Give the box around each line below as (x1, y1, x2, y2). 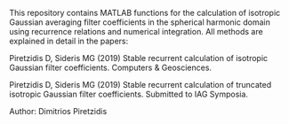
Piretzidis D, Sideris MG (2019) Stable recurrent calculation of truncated (9, 80, 272, 89)
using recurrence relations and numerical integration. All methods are (9, 27, 264, 36)
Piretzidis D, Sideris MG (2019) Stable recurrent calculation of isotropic (9, 53, 269, 63)
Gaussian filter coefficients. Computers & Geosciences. (9, 62, 212, 73)
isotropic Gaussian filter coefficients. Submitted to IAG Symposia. (9, 89, 249, 99)
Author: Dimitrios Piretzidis (9, 106, 108, 116)
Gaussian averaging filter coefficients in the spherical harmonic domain (9, 17, 271, 27)
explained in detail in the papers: (9, 35, 129, 46)
